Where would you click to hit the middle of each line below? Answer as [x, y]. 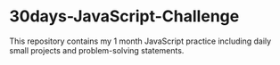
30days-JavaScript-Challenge [124, 16]
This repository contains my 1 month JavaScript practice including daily [140, 41]
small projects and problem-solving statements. [97, 50]
